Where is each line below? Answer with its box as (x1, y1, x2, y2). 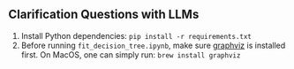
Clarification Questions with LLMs (8, 7, 200, 22)
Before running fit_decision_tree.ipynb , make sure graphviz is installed (20, 40, 286, 50)
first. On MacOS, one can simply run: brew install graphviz (20, 49, 241, 60)
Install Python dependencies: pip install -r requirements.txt (20, 30, 253, 41)
